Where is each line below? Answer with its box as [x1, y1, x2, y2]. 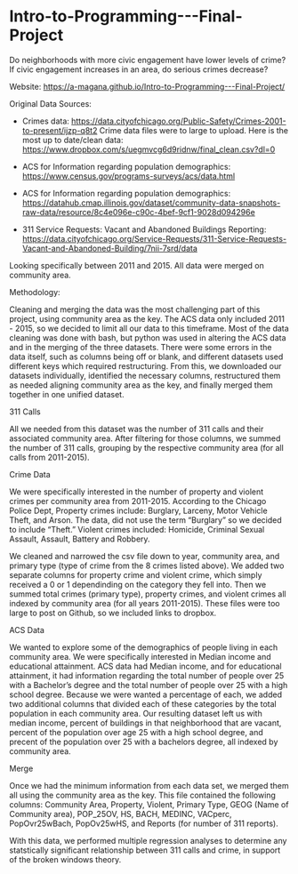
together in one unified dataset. [9, 389, 125, 399]
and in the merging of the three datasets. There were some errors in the [9, 341, 272, 352]
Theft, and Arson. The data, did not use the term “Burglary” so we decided [9, 514, 282, 525]
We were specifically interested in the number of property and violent [9, 486, 264, 497]
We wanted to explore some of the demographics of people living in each [9, 642, 278, 653]
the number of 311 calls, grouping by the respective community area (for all [9, 442, 285, 453]
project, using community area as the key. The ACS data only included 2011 [9, 313, 285, 324]
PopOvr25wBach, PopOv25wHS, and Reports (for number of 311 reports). [9, 818, 278, 829]
